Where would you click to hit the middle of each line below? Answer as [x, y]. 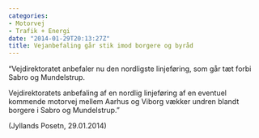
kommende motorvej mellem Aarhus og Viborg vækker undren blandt [124, 102]
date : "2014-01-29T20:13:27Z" [59, 38]
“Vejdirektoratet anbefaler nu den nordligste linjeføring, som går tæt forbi [130, 69]
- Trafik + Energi [39, 31]
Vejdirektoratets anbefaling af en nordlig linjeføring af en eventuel [117, 93]
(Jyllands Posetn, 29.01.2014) [57, 126]
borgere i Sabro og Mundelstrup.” [64, 111]
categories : [28, 16]
